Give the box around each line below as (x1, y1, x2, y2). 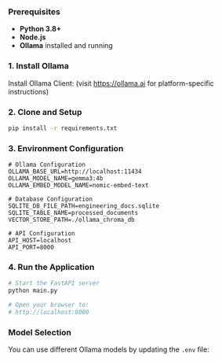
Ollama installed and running (19, 41, 114, 50)
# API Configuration (8, 230, 76, 238)
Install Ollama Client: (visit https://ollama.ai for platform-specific (8, 78, 214, 88)
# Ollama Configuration (8, 161, 86, 169)
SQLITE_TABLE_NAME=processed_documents (8, 209, 139, 217)
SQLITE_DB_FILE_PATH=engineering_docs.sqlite (8, 202, 159, 210)
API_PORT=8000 (8, 243, 55, 252)
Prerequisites (8, 6, 60, 17)
